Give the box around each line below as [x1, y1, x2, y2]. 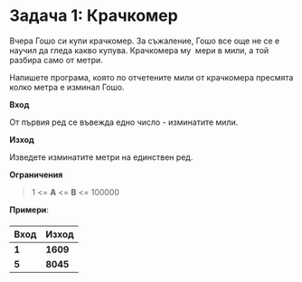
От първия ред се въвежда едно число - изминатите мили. [9, 117, 239, 127]
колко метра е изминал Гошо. [9, 81, 125, 92]
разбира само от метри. [9, 54, 104, 65]
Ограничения [9, 169, 63, 180]
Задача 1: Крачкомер [9, 5, 178, 26]
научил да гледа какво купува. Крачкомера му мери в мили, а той [9, 44, 269, 55]
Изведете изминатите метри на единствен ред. [9, 151, 193, 163]
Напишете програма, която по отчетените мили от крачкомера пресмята [9, 71, 294, 82]
